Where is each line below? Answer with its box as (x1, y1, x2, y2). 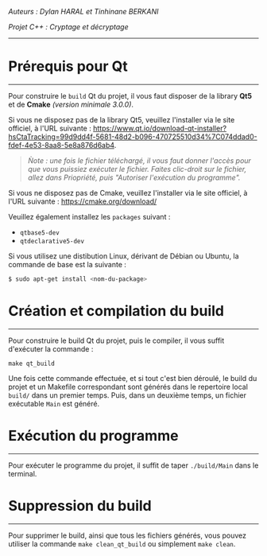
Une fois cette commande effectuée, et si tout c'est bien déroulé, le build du (8, 373, 257, 383)
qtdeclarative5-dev (19, 237, 85, 245)
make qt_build (8, 360, 56, 367)
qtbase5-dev (19, 228, 60, 237)
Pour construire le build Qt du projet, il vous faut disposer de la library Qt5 (8, 91, 253, 100)
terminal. (8, 469, 37, 478)
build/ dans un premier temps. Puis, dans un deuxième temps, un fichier (8, 390, 247, 400)
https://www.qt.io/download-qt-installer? (92, 123, 227, 133)
